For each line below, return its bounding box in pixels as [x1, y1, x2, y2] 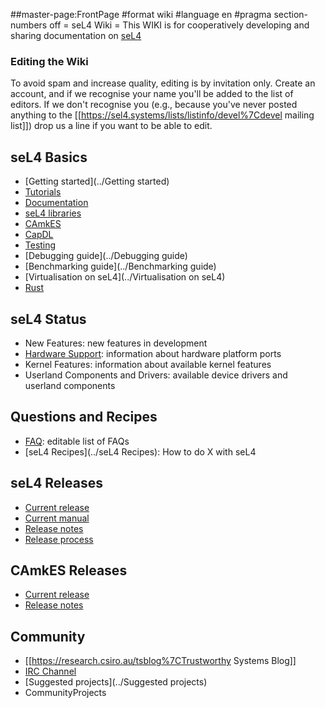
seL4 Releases [10, 475, 103, 492]
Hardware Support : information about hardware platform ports [24, 347, 282, 359]
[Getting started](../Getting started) [24, 175, 170, 188]
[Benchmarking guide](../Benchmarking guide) [24, 260, 217, 273]
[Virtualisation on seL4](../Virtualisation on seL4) [24, 271, 226, 283]
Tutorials [24, 186, 62, 198]
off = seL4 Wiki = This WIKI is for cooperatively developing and [49, 19, 310, 31]
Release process [24, 533, 94, 545]
